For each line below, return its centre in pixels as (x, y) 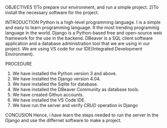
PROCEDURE (19, 64)
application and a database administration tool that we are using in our (77, 43)
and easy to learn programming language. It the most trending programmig (82, 27)
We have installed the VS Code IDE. (49, 100)
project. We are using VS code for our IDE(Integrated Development (74, 49)
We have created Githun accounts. (48, 95)
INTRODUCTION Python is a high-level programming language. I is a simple (83, 22)
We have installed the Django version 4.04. (56, 79)
